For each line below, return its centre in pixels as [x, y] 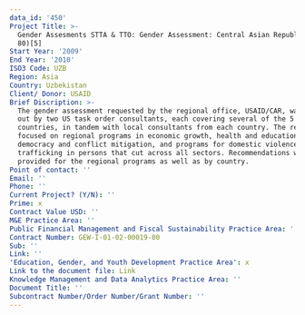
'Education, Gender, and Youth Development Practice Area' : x [129, 263]
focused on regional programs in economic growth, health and [138, 136]
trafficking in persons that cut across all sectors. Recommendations [154, 153]
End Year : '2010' [42, 60]
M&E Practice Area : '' [52, 220]
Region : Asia [34, 77]
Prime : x [26, 204]
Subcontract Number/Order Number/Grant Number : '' [107, 296]
